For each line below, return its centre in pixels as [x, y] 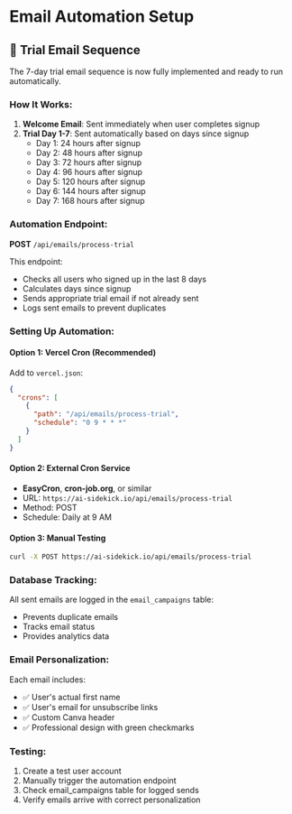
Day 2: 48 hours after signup [89, 153]
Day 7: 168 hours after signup [90, 201]
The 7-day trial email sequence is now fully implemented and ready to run [146, 71]
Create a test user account [72, 771]
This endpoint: [36, 261]
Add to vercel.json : [46, 373]
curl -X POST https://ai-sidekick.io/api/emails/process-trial [131, 557]
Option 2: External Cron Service [70, 468]
